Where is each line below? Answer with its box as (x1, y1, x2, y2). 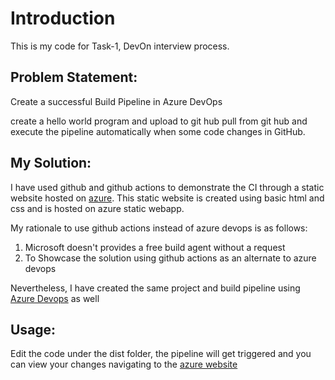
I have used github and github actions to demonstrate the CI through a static (10, 181, 325, 193)
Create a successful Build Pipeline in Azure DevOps (10, 95, 223, 107)
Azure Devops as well (10, 292, 100, 304)
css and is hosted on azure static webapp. (10, 202, 185, 214)
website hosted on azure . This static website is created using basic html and (10, 192, 325, 204)
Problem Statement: (10, 69, 138, 86)
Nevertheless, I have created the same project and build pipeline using (10, 282, 301, 294)
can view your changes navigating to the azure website (10, 358, 238, 371)
